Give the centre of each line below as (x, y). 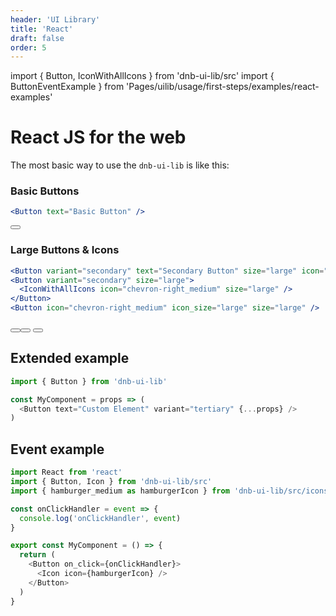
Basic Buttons (45, 191)
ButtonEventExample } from (67, 87)
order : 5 (28, 47)
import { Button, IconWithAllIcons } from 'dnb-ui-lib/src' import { (142, 76)
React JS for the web (98, 137)
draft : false (37, 38)
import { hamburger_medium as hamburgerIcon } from (120, 491)
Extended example (70, 358)
